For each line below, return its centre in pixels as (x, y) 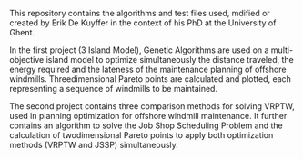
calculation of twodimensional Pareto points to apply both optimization (141, 135)
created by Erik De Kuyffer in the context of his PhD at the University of (143, 23)
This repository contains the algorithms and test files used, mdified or (140, 13)
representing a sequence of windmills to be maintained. (114, 89)
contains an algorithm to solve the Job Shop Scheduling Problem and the (146, 125)
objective (27, 60)
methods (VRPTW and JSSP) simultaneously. (94, 145)
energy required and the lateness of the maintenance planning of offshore (148, 69)
